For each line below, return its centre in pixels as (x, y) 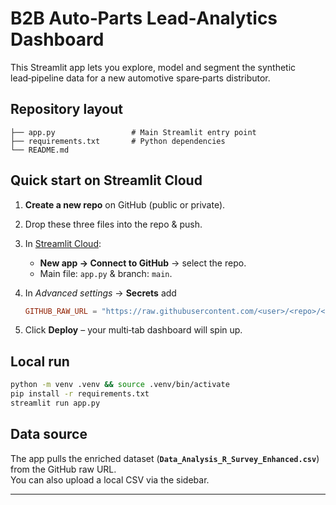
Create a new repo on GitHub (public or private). (125, 204)
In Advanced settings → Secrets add (100, 293)
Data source (49, 434)
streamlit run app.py (55, 403)
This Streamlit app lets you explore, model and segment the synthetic (153, 67)
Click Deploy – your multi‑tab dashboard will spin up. (133, 330)
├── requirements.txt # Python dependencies (118, 141)
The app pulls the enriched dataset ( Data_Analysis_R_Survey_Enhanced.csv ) (165, 458)
